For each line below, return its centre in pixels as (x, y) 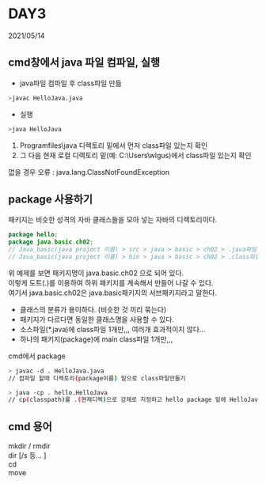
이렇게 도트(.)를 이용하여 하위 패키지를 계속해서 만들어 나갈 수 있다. (111, 282)
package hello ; (33, 235)
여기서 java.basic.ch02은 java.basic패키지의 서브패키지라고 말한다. (113, 293)
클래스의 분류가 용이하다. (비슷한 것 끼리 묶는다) (93, 309)
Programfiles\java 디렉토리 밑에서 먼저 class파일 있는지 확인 (114, 145)
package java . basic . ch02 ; (51, 242)
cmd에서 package (37, 356)
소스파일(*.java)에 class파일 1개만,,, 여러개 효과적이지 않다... (112, 329)
